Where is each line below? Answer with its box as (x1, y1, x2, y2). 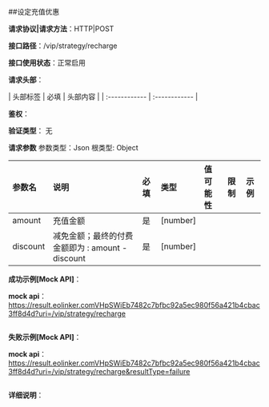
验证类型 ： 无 (8, 126, 53, 135)
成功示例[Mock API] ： (8, 274, 82, 284)
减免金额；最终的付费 (53, 230, 134, 241)
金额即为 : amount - (53, 242, 128, 253)
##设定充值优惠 (8, 7, 60, 16)
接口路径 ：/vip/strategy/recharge (8, 41, 118, 50)
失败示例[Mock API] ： (8, 333, 82, 341)
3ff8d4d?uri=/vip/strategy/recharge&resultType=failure (8, 367, 191, 376)
